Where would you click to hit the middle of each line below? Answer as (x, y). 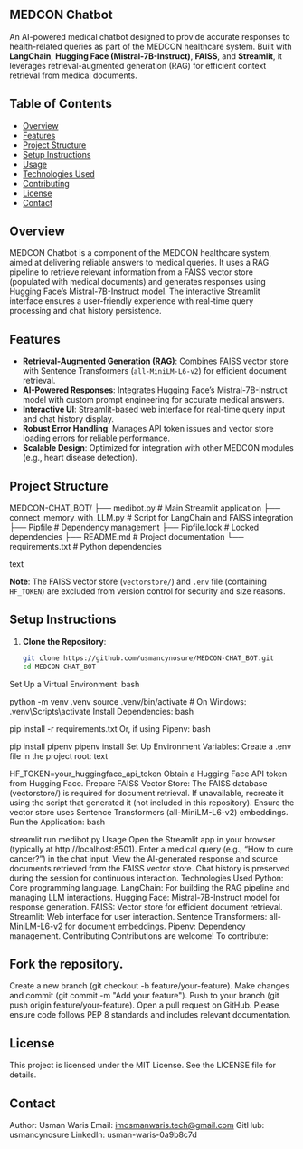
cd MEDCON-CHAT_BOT (59, 667)
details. (23, 1075)
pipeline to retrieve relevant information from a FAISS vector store (131, 272)
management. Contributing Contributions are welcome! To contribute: (139, 935)
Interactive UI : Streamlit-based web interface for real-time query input (154, 409)
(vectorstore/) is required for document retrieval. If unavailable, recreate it (147, 793)
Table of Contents (61, 104)
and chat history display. (68, 419)
